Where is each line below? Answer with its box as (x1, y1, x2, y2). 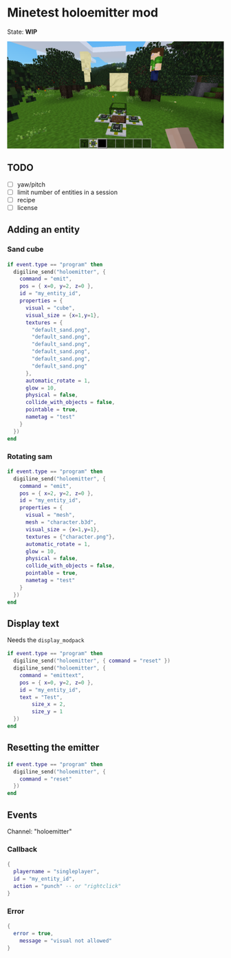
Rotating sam (7, 451, 53, 461)
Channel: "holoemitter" (7, 827, 72, 835)
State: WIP (7, 28, 38, 36)
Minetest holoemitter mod (7, 5, 159, 21)
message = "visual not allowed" (19, 937, 112, 944)
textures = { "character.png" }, (25, 533, 115, 540)
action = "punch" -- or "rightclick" (13, 882, 122, 889)
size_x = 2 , (32, 701, 67, 708)
